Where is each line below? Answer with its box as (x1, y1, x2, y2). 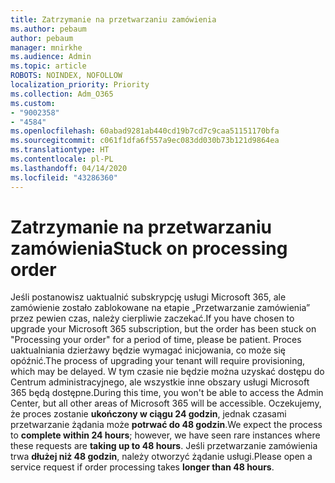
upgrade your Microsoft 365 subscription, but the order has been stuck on (10, 323, 317, 335)
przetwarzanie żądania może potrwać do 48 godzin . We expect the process (10, 419, 323, 431)
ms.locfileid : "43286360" (10, 172, 118, 183)
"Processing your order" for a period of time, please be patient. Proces (10, 334, 302, 346)
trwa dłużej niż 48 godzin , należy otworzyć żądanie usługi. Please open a (10, 451, 313, 463)
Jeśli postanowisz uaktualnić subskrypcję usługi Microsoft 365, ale (10, 291, 287, 303)
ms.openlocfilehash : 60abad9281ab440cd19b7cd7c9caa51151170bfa (10, 126, 280, 136)
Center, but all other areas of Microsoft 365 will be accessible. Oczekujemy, (10, 397, 322, 410)
